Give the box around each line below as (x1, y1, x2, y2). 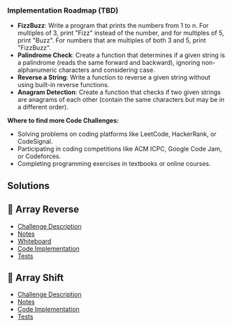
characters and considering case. (58, 66, 155, 75)
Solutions (7, 180, 50, 192)
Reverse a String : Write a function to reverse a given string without (17, 73, 211, 82)
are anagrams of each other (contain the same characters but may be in (17, 96, 225, 104)
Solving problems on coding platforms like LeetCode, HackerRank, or (17, 130, 217, 138)
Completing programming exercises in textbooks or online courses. (17, 160, 211, 168)
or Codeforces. (17, 152, 61, 160)
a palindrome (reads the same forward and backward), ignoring (17, 59, 201, 67)
